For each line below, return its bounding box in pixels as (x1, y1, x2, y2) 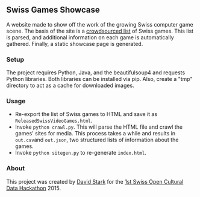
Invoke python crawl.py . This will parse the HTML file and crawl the (14, 123, 183, 131)
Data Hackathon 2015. (6, 184, 61, 192)
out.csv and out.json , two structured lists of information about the (14, 136, 179, 144)
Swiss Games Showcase (6, 5, 101, 15)
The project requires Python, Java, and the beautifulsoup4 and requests (6, 69, 186, 76)
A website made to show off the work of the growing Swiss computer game (6, 21, 194, 28)
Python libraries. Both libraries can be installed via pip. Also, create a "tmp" (6, 76, 193, 83)
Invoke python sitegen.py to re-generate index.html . (14, 149, 146, 157)
